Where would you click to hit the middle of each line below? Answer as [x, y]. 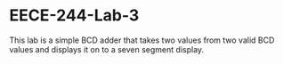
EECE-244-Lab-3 [74, 16]
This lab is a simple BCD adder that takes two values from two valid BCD [142, 40]
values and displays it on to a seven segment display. [107, 49]
